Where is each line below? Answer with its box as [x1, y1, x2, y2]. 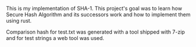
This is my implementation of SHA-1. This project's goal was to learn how [6, 5, 183, 12]
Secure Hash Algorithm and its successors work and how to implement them [6, 11, 191, 18]
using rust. [6, 17, 32, 24]
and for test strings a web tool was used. [6, 35, 104, 41]
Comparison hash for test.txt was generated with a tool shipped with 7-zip [6, 28, 185, 35]
